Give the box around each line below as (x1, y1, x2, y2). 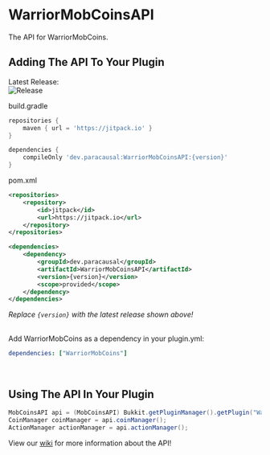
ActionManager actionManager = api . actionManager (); (8, 424, 189, 432)
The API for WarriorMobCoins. (8, 32, 108, 42)
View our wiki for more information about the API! (8, 438, 172, 448)
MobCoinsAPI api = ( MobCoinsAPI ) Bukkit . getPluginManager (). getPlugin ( (8, 408, 253, 416)
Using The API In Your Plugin (8, 387, 154, 401)
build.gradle (8, 100, 48, 110)
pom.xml (8, 175, 38, 185)
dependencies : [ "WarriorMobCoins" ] (8, 350, 128, 358)
